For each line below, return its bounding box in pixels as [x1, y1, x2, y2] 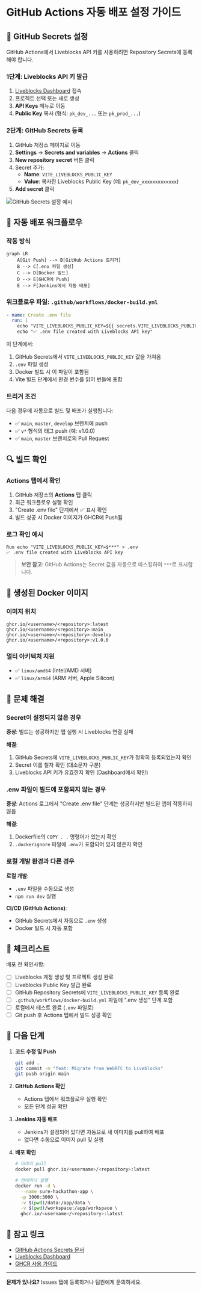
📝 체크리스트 [6, 944, 50, 954]
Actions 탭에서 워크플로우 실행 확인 [23, 1095, 107, 1103]
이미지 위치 [6, 607, 37, 616]
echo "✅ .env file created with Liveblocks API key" [17, 329, 153, 335]
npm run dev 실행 [14, 892, 57, 900]
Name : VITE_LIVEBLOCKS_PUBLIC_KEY [23, 170, 112, 178]
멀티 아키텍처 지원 [6, 652, 55, 660]
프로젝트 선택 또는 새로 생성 [14, 94, 80, 102]
